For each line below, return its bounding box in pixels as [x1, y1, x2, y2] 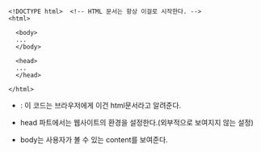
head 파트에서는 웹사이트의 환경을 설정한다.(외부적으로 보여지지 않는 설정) [19, 118, 255, 127]
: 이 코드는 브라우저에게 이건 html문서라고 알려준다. [19, 100, 182, 110]
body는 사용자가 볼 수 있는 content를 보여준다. [19, 135, 168, 144]
